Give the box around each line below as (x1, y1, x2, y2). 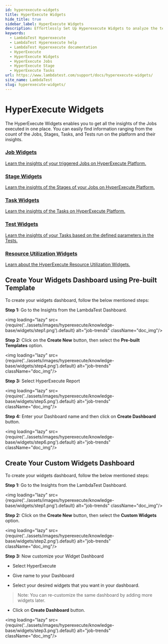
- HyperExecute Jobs (9, 59, 52, 64)
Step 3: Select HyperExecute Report (5, 378, 80, 384)
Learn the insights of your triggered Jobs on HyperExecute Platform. (5, 160, 146, 166)
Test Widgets (5, 221, 38, 228)
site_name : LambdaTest (5, 77, 52, 82)
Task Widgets (5, 197, 39, 204)
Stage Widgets (5, 173, 42, 180)
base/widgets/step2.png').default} (5, 538, 76, 544)
